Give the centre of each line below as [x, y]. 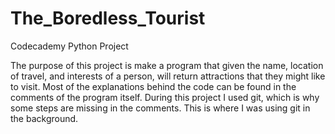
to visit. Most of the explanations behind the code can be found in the [153, 86]
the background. [44, 118]
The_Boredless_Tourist [108, 18]
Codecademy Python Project [69, 46]
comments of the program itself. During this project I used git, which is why [165, 97]
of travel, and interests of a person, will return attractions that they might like [168, 76]
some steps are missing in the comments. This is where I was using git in [160, 108]
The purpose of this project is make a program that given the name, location [167, 65]
